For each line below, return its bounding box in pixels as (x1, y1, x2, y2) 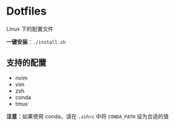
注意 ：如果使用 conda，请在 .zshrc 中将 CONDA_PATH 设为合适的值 (6, 113, 169, 120)
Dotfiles (6, 4, 47, 18)
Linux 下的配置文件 (6, 25, 53, 32)
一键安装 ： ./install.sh (6, 38, 66, 45)
